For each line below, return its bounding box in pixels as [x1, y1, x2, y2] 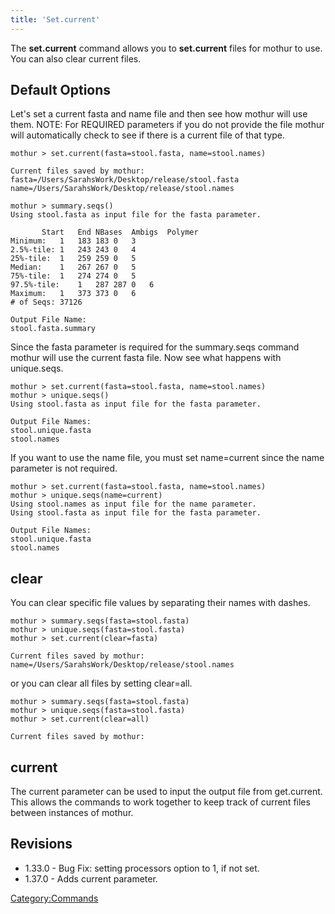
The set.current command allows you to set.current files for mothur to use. [10, 42, 323, 54]
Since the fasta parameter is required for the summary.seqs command [10, 341, 300, 353]
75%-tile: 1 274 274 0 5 [10, 271, 137, 281]
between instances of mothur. [10, 807, 134, 819]
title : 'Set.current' [10, 14, 101, 25]
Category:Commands [10, 892, 99, 904]
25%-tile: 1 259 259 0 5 [10, 254, 137, 264]
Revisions [10, 836, 73, 853]
